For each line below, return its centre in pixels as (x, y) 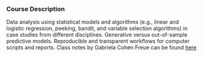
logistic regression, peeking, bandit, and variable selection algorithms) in (97, 28)
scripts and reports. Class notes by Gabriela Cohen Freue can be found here (101, 47)
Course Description (36, 9)
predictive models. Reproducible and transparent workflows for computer (98, 41)
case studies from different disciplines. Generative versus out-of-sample (97, 35)
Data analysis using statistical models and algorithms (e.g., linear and (93, 22)
